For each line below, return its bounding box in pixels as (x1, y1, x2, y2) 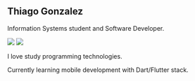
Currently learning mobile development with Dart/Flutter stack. (7, 66, 189, 74)
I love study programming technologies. (7, 52, 122, 60)
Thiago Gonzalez (7, 6, 83, 17)
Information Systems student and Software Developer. (7, 24, 165, 32)
